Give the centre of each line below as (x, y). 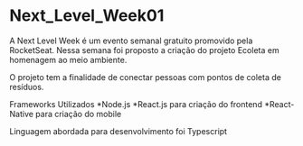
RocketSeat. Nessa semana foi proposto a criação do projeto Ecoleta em (144, 50)
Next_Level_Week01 (87, 16)
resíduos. (27, 87)
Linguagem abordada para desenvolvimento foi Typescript (118, 131)
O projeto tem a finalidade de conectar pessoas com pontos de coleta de (146, 77)
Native (22, 114)
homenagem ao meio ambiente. (68, 59)
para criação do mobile (79, 114)
